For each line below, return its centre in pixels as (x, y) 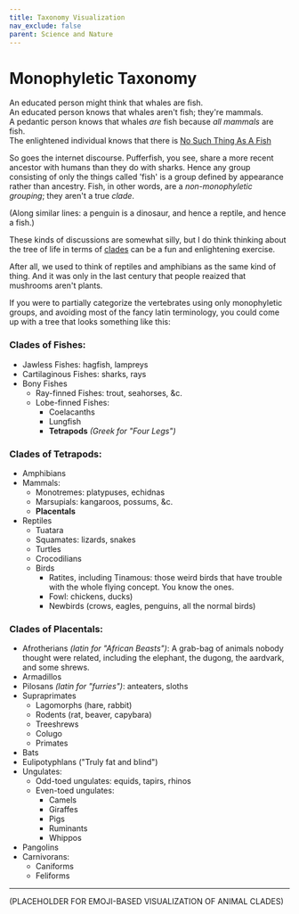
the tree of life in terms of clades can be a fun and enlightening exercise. (142, 250)
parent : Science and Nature (61, 34)
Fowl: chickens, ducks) (91, 596)
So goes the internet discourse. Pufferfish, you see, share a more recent (141, 158)
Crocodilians (58, 558)
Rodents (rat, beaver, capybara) (94, 715)
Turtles (48, 548)
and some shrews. (56, 667)
